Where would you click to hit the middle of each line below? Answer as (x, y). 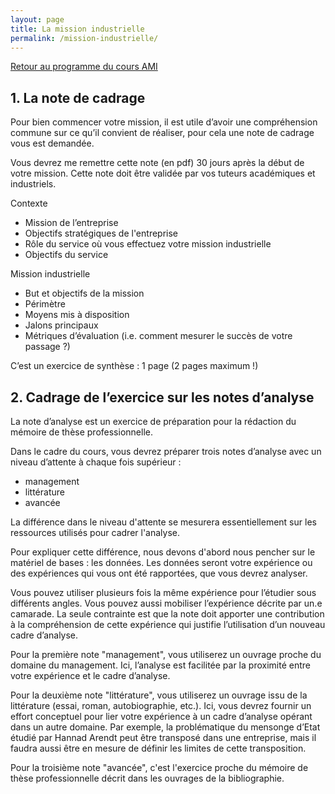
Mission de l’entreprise (71, 223)
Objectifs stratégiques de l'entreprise (101, 233)
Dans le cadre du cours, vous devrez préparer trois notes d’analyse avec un (166, 451)
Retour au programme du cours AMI (84, 67)
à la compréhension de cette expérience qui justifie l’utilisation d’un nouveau (168, 624)
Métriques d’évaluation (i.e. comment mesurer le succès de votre (158, 336)
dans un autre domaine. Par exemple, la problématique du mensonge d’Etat (165, 727)
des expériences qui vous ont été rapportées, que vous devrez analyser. (159, 573)
